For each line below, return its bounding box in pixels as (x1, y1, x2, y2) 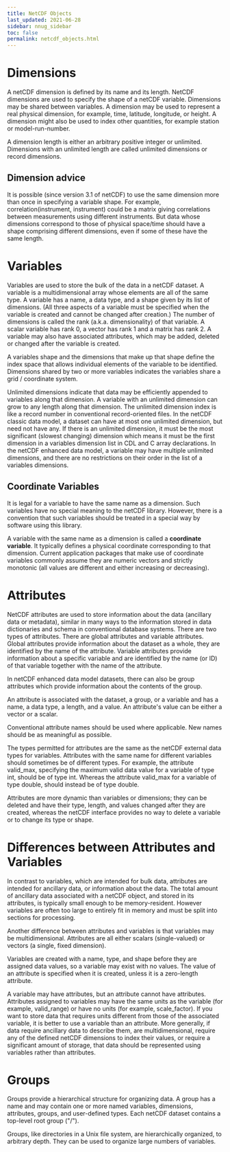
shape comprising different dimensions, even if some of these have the (7, 227, 207, 235)
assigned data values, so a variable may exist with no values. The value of (7, 962, 216, 970)
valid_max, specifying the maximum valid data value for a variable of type (7, 765, 215, 773)
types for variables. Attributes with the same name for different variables (7, 751, 212, 759)
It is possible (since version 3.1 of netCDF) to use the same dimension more (7, 190, 220, 199)
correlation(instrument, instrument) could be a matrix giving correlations (7, 205, 211, 213)
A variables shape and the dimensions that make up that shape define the (7, 352, 215, 361)
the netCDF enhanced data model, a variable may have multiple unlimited (7, 446, 214, 454)
